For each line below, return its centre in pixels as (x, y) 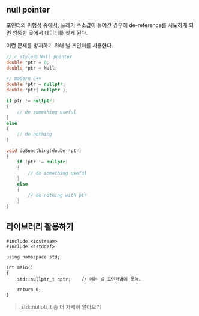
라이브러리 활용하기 (40, 227)
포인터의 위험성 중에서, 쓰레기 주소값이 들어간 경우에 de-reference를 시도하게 (97, 25)
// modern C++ (24, 79)
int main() (20, 267)
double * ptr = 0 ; (28, 62)
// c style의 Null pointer (39, 56)
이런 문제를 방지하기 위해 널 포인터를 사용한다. (60, 45)
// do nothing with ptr (57, 196)
